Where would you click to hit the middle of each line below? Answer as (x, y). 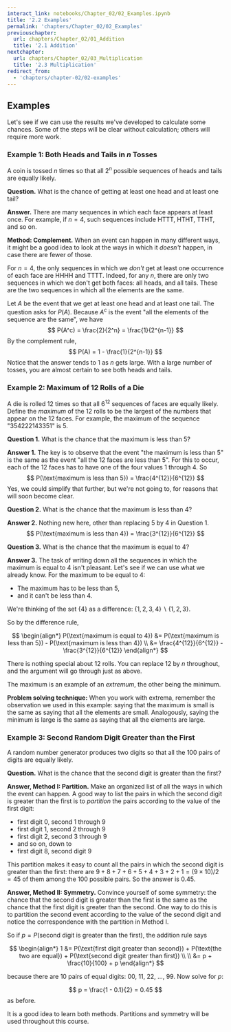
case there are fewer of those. (50, 255)
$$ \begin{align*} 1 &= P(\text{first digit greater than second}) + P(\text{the (115, 949)
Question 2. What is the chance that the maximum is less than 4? (100, 509)
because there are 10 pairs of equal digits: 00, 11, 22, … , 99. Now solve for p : (115, 977)
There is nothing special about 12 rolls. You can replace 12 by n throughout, (113, 663)
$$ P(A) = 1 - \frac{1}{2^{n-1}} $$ (115, 352)
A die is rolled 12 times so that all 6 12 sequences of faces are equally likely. (113, 403)
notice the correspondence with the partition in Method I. (88, 922)
